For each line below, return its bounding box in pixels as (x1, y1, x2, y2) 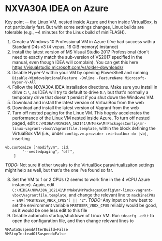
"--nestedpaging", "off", (22, 149, 75, 154)
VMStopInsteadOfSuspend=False (5, 231, 66, 236)
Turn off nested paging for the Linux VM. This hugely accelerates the (12, 110, 150, 115)
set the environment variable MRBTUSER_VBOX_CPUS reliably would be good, (12, 202, 157, 208)
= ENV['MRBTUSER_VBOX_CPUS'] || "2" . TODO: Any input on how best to (12, 197, 153, 203)
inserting (12, 135, 30, 141)
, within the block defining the (96, 125, 156, 131)
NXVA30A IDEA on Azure (5, 3, 109, 14)
